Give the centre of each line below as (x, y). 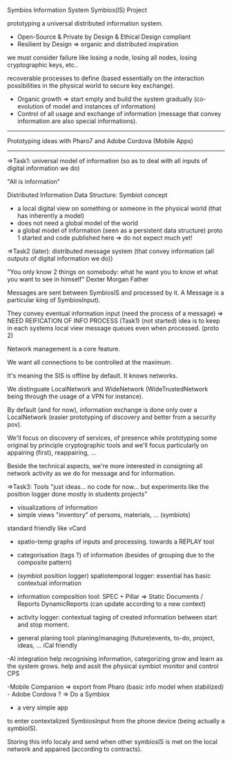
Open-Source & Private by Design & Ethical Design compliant (104, 37)
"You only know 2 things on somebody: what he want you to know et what (113, 272)
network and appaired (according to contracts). (75, 749)
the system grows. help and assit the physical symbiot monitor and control (113, 666)
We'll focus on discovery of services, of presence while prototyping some (112, 438)
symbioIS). (22, 728)
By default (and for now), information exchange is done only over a (103, 410)
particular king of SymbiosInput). (54, 300)
